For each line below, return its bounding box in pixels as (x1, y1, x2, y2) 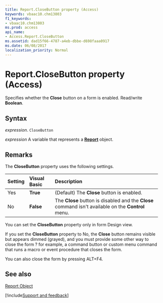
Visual (29, 175, 45, 182)
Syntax (5, 114, 27, 122)
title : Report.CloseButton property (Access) (5, 7, 98, 12)
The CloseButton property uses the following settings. (5, 164, 114, 169)
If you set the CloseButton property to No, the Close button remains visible (5, 231, 156, 237)
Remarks (5, 151, 33, 159)
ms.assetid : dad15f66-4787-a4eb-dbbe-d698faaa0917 (5, 39, 110, 44)
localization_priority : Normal (5, 48, 68, 52)
